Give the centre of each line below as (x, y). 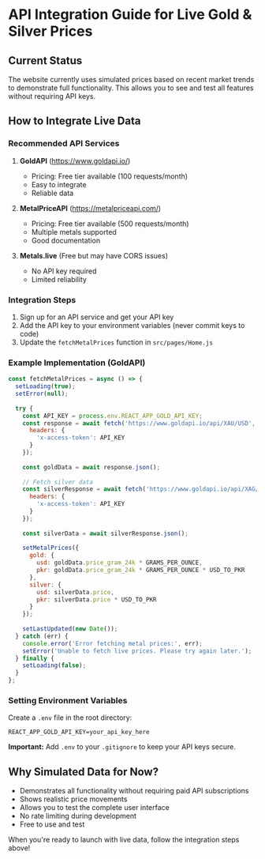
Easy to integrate (59, 184)
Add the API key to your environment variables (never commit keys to (132, 325)
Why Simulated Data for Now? (84, 772)
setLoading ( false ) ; (54, 665)
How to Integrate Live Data (75, 121)
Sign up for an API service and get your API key (97, 317)
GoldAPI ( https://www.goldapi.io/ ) (75, 160)
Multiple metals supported (74, 232)
